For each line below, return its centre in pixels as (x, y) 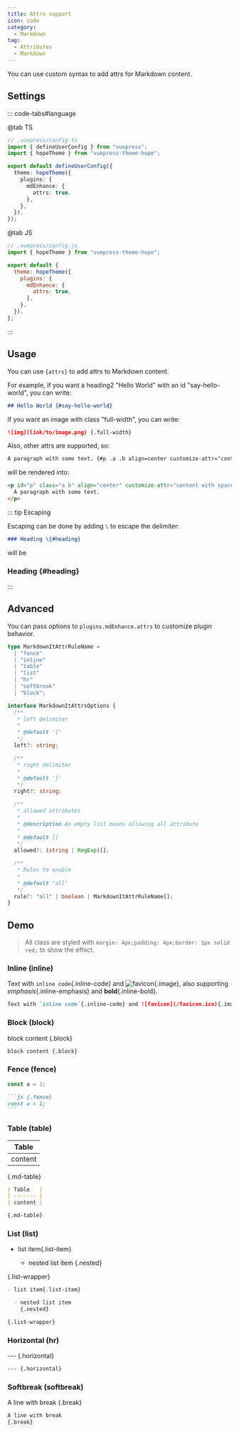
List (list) (23, 1234)
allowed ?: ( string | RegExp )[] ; (62, 851)
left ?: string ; (36, 746)
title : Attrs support (39, 14)
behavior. (21, 633)
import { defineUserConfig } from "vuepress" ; (78, 147)
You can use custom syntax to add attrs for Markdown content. (100, 74)
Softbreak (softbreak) (46, 1387)
